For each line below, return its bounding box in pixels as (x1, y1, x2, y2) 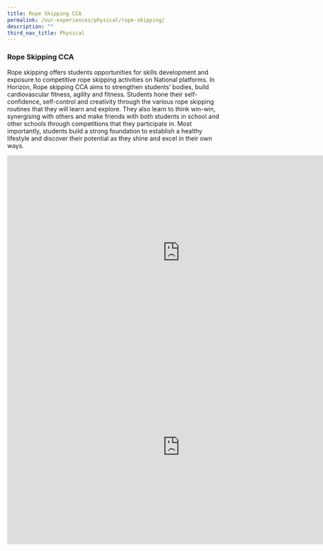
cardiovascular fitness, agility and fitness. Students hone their (7, 90, 183, 98)
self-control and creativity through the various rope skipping (42, 97, 215, 106)
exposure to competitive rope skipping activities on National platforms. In (7, 75, 215, 84)
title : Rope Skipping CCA (7, 10, 81, 17)
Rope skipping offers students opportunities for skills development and (7, 68, 209, 76)
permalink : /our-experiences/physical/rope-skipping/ (7, 17, 166, 24)
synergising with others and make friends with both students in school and (7, 112, 219, 120)
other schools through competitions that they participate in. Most (7, 119, 192, 128)
